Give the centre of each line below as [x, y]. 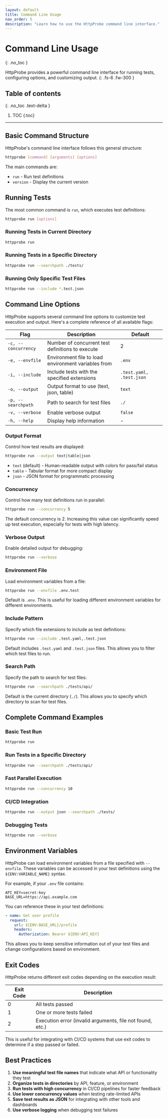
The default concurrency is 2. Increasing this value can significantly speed [82, 519]
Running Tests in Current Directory [48, 232]
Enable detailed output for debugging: [44, 548]
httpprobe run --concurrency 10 [39, 789]
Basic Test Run [23, 732]
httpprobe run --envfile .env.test [42, 590]
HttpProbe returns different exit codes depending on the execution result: [81, 977]
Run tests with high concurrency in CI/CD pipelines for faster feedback [86, 1088]
